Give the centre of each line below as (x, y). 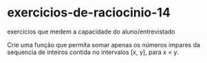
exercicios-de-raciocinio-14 (89, 13)
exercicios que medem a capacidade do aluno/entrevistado (91, 32)
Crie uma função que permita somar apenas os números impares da (104, 45)
